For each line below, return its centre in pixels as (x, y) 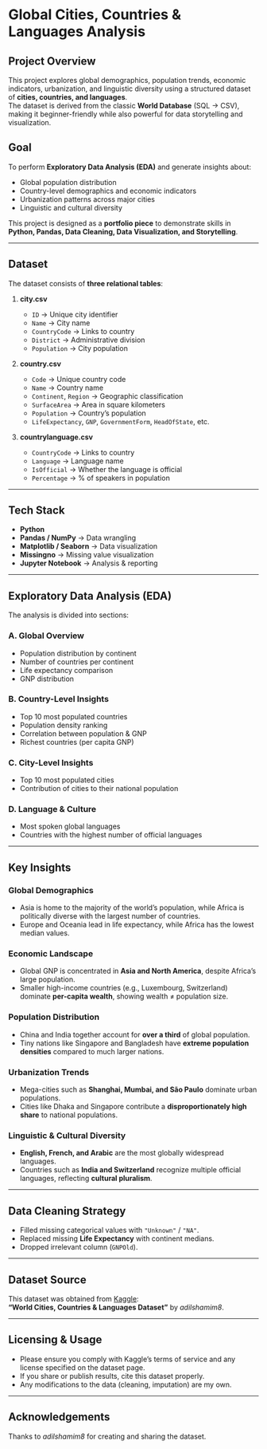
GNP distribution (46, 679)
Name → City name (61, 323)
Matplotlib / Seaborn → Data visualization (89, 546)
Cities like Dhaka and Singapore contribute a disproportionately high (133, 1107)
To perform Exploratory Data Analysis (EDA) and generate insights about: (130, 167)
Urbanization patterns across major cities (87, 199)
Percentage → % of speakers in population (101, 478)
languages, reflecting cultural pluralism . (86, 1179)
